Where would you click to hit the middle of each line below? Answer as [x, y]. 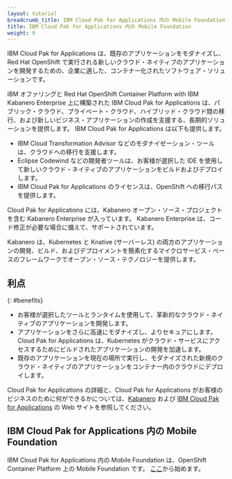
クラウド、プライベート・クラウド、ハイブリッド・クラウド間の [128, 111]
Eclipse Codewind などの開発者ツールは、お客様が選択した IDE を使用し [120, 161]
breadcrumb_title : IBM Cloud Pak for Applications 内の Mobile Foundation [116, 20]
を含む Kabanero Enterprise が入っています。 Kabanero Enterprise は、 [108, 219]
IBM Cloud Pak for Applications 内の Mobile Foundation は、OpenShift [107, 460]
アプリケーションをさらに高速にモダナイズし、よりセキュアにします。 [117, 332]
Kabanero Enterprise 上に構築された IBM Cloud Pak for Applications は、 [111, 103]
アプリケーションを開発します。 [87, 323]
